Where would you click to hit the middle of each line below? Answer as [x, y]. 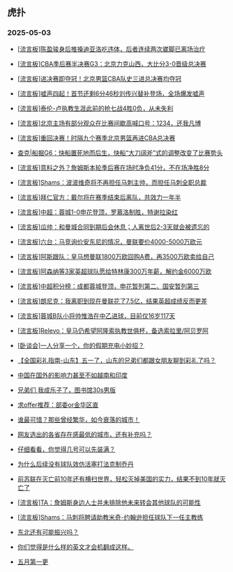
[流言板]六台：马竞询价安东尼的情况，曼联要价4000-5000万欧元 [110, 241]
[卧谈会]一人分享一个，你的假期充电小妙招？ [81, 345]
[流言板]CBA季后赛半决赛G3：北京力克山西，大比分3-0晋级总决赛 [112, 63]
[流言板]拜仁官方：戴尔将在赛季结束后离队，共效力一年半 [99, 197]
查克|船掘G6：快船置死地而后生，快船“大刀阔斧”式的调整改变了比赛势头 [120, 153]
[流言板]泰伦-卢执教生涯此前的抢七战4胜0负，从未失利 [95, 108]
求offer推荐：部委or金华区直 [58, 405]
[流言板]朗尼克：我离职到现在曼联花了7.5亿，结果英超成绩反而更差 [112, 301]
